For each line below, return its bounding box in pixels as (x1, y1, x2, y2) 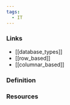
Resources (6, 92, 39, 100)
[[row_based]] (14, 54, 51, 62)
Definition (6, 76, 36, 84)
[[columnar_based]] (14, 61, 65, 68)
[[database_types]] (14, 48, 63, 55)
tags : (6, 8, 20, 15)
